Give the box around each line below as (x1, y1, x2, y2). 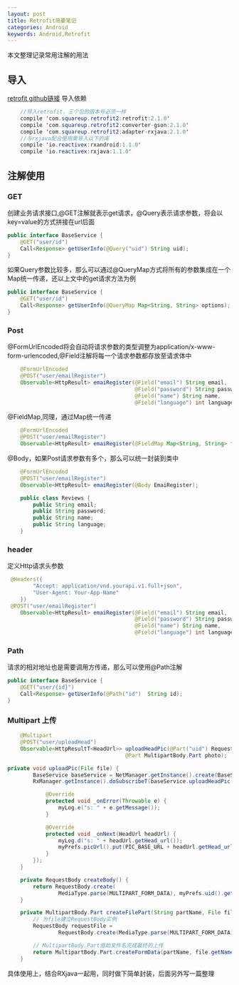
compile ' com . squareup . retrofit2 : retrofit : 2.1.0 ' (20, 115, 171, 122)
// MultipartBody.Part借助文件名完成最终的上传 (33, 941, 164, 949)
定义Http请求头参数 (7, 562, 64, 570)
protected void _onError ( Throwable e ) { (45, 797, 167, 805)
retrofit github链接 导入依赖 (7, 94, 87, 103)
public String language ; (33, 521, 107, 528)
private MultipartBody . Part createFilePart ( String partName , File (20, 909, 221, 916)
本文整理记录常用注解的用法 (7, 51, 89, 59)
